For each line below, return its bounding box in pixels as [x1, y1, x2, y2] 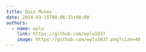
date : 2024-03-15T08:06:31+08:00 [6, 14, 90, 20]
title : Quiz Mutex [6, 8, 52, 15]
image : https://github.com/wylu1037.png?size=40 [17, 36, 141, 42]
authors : [6, 20, 28, 26]
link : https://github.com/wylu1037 [17, 31, 106, 37]
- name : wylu [11, 25, 44, 32]
